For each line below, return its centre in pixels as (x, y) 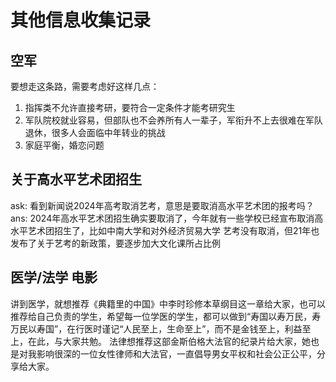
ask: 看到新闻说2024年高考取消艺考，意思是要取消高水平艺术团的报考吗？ (162, 205)
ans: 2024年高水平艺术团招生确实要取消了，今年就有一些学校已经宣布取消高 (167, 218)
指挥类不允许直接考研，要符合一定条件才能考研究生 (130, 107)
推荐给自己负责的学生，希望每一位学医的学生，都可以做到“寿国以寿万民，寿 (166, 316)
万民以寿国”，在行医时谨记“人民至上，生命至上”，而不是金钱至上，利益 (156, 328)
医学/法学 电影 (54, 277)
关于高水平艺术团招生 (76, 179)
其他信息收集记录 (81, 20)
